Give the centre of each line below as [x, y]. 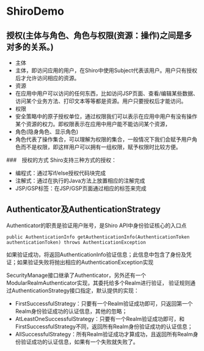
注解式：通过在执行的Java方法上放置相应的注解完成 [80, 181]
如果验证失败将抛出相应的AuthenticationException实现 [85, 262]
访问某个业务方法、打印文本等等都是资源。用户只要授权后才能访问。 [101, 101]
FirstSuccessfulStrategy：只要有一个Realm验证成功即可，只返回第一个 [104, 303]
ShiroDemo [35, 11]
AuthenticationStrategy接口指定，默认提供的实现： [75, 290]
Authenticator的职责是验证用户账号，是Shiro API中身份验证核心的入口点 [97, 225]
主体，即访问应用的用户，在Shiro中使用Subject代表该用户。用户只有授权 [106, 70]
